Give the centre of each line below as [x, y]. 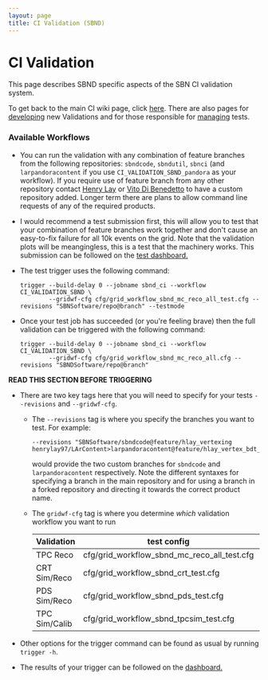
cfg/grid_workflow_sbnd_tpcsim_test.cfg [159, 619]
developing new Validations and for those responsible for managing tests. [129, 117]
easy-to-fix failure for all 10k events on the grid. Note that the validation [137, 238]
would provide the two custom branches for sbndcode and [126, 464]
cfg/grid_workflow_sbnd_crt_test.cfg [151, 572]
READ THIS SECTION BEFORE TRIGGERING [80, 379]
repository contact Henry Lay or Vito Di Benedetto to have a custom [131, 189]
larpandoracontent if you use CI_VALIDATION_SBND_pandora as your [128, 171]
